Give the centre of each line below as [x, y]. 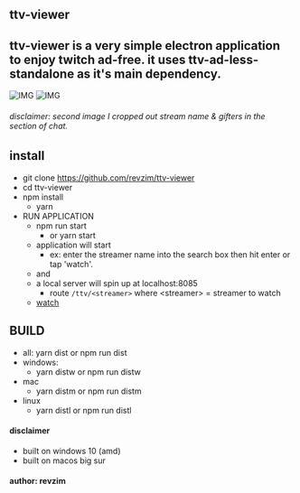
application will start [73, 245]
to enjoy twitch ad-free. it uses [98, 59]
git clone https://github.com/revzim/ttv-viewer [108, 177]
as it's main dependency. [149, 74]
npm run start [61, 226]
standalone [42, 74]
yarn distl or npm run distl [84, 410]
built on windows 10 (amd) [71, 451]
